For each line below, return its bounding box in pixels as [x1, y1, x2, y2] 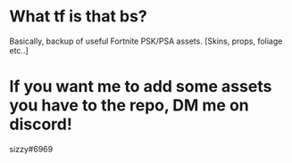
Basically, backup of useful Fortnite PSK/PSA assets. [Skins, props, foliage [9, 36, 283, 46]
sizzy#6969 [9, 143, 54, 154]
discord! [9, 114, 73, 134]
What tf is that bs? [9, 6, 147, 27]
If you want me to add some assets [9, 77, 272, 97]
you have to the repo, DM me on [9, 95, 249, 116]
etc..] [9, 45, 29, 55]
